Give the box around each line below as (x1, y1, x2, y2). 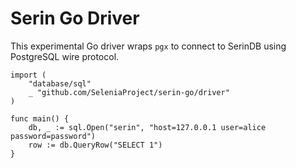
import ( (10, 70, 47, 80)
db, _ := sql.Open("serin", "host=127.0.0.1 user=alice (28, 122, 267, 132)
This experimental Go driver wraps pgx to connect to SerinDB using (10, 40, 287, 52)
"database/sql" (28, 78, 92, 89)
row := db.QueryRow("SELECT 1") (28, 140, 163, 150)
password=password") (10, 131, 97, 141)
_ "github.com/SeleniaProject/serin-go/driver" (28, 87, 230, 97)
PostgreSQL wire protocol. (10, 50, 120, 62)
